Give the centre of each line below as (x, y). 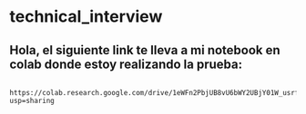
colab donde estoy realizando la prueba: (126, 64)
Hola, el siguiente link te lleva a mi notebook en (145, 50)
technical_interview (86, 17)
